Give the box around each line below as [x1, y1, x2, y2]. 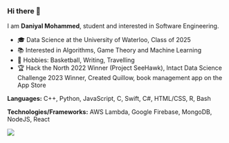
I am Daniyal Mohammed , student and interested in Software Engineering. [7, 22, 219, 30]
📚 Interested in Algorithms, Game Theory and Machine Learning [17, 46, 202, 55]
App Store [17, 81, 46, 89]
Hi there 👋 [7, 6, 42, 16]
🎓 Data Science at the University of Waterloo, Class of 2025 [17, 36, 192, 44]
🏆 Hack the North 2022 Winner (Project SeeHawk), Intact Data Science [17, 64, 223, 72]
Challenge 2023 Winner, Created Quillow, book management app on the [17, 74, 223, 82]
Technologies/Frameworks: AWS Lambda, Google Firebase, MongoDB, [7, 108, 212, 116]
